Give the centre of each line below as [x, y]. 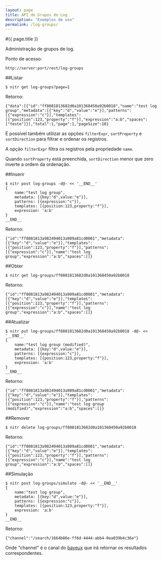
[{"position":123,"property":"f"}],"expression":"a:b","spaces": [76, 120]
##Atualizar [17, 322]
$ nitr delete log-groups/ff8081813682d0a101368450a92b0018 [71, 428]
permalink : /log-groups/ [32, 24]
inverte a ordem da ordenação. [38, 164]
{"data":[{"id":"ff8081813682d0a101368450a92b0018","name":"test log [81, 106]
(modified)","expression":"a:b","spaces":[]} [55, 409]
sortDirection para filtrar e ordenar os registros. [57, 139]
